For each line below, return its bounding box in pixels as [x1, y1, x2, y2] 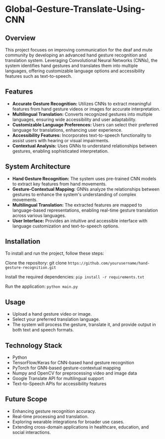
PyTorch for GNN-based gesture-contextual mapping [12, 365, 121, 371]
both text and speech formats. [12, 327, 74, 333]
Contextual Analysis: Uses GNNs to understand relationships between [12, 143, 157, 149]
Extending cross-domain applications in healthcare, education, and [12, 424, 149, 430]
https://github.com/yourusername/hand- [68, 261, 150, 266]
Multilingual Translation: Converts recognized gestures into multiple [12, 111, 153, 117]
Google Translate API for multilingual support [12, 376, 104, 382]
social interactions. [12, 429, 51, 435]
